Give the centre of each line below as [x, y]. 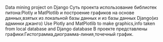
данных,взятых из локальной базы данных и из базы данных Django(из [82, 18]
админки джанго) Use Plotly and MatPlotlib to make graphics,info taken [80, 23]
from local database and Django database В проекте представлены [76, 29]
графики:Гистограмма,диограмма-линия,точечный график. [69, 34]
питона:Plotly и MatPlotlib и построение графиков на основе [70, 13]
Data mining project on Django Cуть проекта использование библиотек [81, 7]
